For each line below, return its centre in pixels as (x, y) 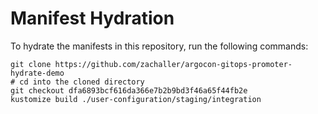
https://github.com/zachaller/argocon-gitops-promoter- (173, 64)
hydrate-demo (37, 73)
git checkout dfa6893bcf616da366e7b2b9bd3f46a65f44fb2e (129, 90)
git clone (31, 64)
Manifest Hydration (92, 18)
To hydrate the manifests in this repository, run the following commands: (159, 46)
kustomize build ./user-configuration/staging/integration (136, 99)
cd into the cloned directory (82, 82)
